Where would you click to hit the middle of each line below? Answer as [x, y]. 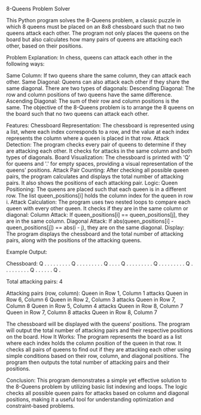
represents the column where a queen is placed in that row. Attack [88, 138]
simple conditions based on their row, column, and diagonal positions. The [98, 356]
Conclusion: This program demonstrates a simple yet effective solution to [97, 380]
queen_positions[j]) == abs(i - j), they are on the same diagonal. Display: [95, 227]
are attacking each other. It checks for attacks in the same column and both [99, 151]
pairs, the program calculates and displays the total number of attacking [95, 176]
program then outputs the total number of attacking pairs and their [88, 362]
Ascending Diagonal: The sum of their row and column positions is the [93, 101]
